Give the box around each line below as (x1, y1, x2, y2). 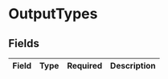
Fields (8, 37, 40, 50)
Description (109, 61, 157, 71)
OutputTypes (8, 5, 98, 23)
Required (67, 61, 103, 71)
